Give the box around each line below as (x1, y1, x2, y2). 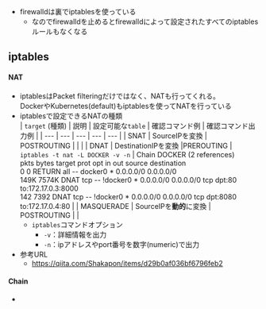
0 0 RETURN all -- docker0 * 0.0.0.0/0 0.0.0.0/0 (19, 166, 177, 176)
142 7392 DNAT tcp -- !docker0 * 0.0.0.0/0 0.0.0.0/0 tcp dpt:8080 (19, 191, 237, 201)
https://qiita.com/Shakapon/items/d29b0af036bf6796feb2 (31, 258, 224, 268)
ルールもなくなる (31, 27, 88, 36)
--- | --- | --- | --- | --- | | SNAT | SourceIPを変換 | (44, 130, 208, 141)
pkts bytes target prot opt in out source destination (19, 158, 187, 168)
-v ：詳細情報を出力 (43, 230, 107, 239)
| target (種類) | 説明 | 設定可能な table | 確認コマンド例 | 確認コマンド (19, 121, 249, 130)
